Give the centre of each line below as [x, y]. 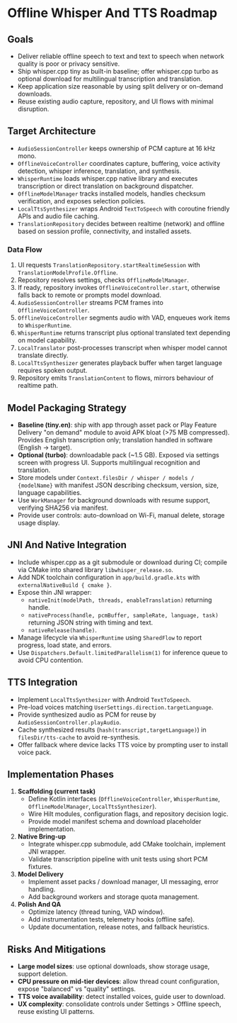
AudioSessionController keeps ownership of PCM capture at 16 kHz [116, 148]
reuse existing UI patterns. [56, 1012]
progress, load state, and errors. [64, 645]
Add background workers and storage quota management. [114, 897]
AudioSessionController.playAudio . [69, 722]
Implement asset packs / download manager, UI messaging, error [123, 882]
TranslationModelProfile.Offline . [68, 273]
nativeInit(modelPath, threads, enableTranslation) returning [120, 600]
